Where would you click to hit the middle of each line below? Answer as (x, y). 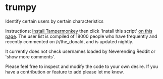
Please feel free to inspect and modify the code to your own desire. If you (82, 66)
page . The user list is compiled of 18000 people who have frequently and (81, 36)
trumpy (21, 7)
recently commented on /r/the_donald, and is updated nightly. (69, 41)
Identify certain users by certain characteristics (55, 21)
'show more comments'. (30, 56)
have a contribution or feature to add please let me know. (65, 71)
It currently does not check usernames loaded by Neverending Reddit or (80, 51)
